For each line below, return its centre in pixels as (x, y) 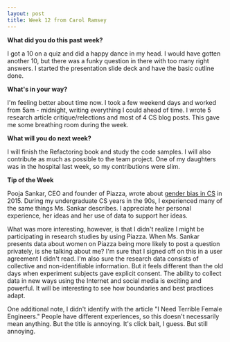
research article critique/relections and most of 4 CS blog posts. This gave (114, 117)
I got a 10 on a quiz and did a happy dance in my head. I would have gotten (114, 54)
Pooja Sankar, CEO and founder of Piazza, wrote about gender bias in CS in (115, 193)
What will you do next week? (49, 138)
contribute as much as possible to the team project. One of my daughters (112, 159)
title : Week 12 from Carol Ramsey (57, 20)
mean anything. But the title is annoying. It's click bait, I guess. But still (107, 323)
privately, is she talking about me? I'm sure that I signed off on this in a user (115, 251)
